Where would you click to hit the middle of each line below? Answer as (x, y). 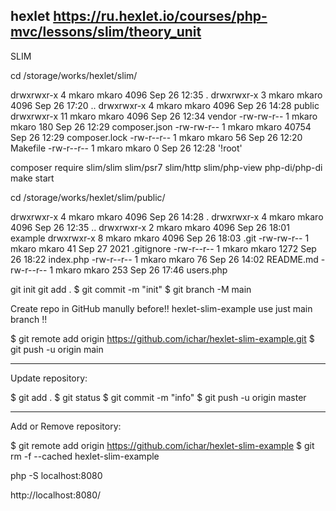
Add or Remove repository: (66, 426)
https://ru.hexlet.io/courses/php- (160, 16)
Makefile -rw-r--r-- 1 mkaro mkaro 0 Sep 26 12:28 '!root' (126, 148)
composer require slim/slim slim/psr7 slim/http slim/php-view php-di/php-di (166, 167)
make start (32, 178)
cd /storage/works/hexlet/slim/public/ (88, 197)
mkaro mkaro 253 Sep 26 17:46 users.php (141, 270)
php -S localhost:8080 (56, 475)
